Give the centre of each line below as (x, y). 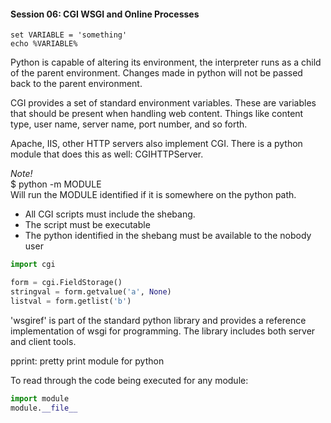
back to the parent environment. (76, 84)
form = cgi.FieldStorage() (66, 283)
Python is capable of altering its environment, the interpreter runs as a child (166, 62)
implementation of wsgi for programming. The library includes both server (163, 331)
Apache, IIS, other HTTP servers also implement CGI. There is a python (156, 144)
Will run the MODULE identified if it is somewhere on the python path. (153, 195)
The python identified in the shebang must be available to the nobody (168, 236)
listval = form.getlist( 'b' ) (71, 301)
